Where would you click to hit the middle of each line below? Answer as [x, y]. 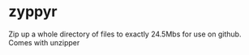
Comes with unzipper [44, 42]
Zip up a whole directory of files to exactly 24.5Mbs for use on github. [125, 34]
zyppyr [33, 12]
